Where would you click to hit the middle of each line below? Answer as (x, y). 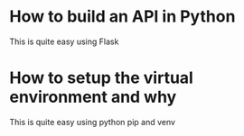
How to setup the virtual (102, 78)
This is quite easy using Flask (64, 41)
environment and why (93, 97)
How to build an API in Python (122, 17)
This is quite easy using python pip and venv (93, 122)
